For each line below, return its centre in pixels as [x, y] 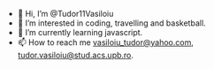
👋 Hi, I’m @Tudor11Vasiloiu [65, 14]
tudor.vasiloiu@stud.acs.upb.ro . [76, 55]
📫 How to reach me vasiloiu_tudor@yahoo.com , [106, 42]
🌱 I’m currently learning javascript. [80, 32]
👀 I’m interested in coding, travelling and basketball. [111, 23]
